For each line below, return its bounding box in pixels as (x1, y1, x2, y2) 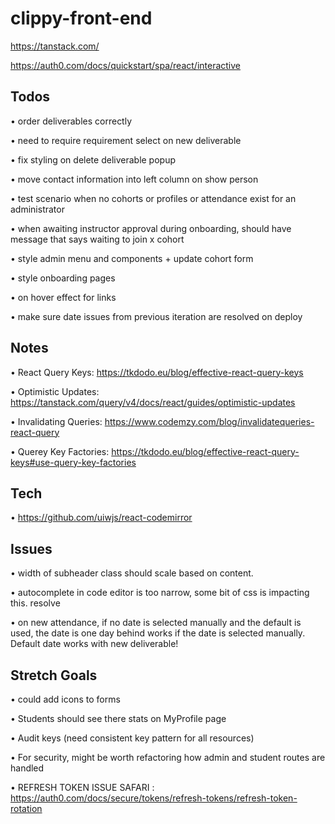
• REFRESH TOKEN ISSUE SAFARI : (10, 782, 155, 793)
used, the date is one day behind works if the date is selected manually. (10, 627, 306, 639)
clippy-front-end (10, 7, 153, 30)
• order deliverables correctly (10, 115, 133, 127)
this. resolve (10, 597, 61, 609)
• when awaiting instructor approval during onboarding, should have (10, 222, 292, 234)
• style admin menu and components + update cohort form (10, 252, 254, 264)
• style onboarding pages (10, 272, 116, 284)
